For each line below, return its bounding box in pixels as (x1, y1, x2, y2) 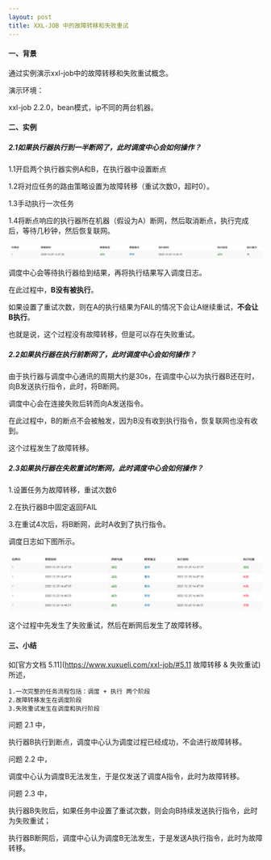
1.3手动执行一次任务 (8, 199, 74, 209)
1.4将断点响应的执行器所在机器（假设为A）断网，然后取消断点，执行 (8, 216, 236, 226)
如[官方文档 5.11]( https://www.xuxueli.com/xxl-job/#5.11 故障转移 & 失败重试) (8, 660, 261, 670)
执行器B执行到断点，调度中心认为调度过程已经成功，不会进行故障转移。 (8, 737, 247, 747)
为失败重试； (8, 816, 51, 826)
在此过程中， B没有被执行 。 (8, 285, 98, 295)
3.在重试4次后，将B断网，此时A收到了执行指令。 (8, 520, 171, 529)
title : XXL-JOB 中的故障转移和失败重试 (8, 21, 129, 30)
